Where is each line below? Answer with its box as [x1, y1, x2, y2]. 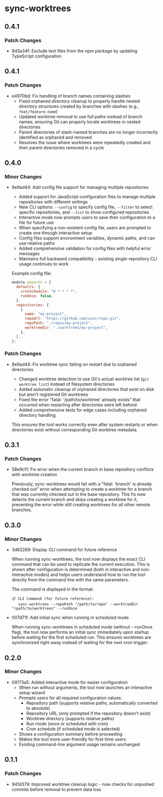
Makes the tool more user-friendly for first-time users [18, 736, 126, 742]
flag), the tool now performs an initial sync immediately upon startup [11, 629, 149, 635]
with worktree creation [11, 472, 57, 478]
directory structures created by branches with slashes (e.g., [18, 103, 139, 109]
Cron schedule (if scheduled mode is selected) [26, 726, 120, 732]
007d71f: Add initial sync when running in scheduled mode [11, 614, 129, 621]
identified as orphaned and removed [18, 134, 92, 140]
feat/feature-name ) [18, 108, 58, 114]
